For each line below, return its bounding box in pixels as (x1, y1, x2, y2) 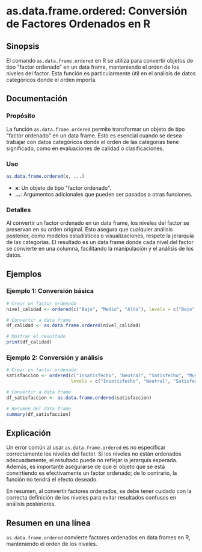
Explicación (6, 428, 51, 438)
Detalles (6, 205, 31, 214)
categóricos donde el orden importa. (6, 77, 97, 83)
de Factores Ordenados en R (6, 17, 151, 31)
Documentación (6, 93, 68, 104)
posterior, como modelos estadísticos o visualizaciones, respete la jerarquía (6, 232, 194, 239)
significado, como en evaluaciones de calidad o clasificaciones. (6, 145, 164, 152)
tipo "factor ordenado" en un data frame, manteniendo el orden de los (6, 63, 179, 71)
